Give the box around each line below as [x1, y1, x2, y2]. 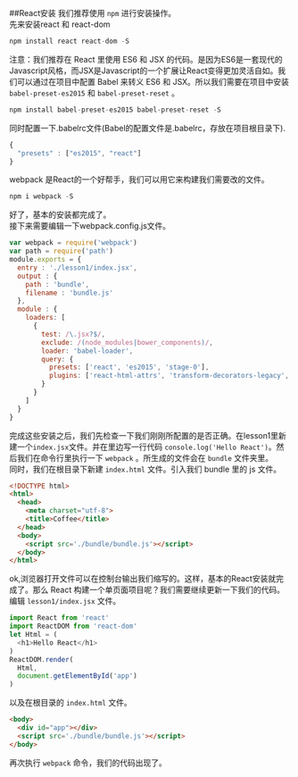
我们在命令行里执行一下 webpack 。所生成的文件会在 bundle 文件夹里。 [16, 452, 274, 463]
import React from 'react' [9, 614, 110, 622]
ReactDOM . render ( [9, 655, 74, 664]
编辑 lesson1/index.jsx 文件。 [9, 596, 121, 606]
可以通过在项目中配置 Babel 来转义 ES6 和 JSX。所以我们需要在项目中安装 [16, 76, 290, 87]
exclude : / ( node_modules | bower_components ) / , [41, 338, 214, 347]
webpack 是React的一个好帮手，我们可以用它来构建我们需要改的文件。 [9, 174, 269, 185]
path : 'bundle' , [25, 280, 90, 288]
